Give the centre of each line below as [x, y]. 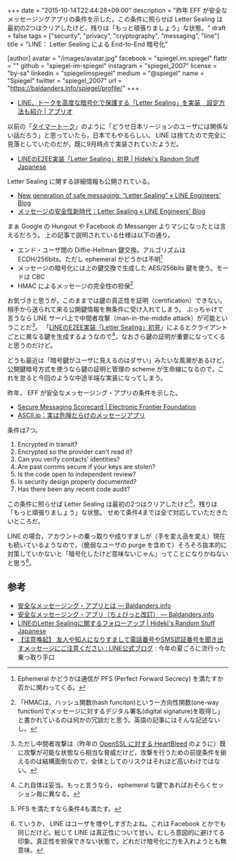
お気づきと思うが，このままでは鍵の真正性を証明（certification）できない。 [117, 300]
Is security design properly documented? [77, 481]
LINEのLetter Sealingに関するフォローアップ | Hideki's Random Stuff [116, 623]
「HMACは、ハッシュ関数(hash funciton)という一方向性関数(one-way [118, 702]
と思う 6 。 [21, 562]
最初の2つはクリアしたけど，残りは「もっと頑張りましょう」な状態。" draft [117, 28]
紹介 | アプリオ [51, 111]
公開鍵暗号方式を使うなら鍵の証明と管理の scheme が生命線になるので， [113, 369]
